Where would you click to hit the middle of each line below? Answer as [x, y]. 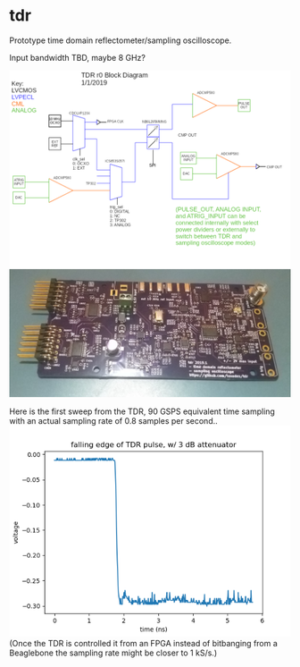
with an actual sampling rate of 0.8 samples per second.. [114, 421]
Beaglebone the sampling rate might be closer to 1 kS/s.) [113, 653]
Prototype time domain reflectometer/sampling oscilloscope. [121, 40]
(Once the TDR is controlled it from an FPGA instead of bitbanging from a [144, 644]
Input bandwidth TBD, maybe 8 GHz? [77, 57]
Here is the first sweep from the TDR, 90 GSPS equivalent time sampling [142, 411]
